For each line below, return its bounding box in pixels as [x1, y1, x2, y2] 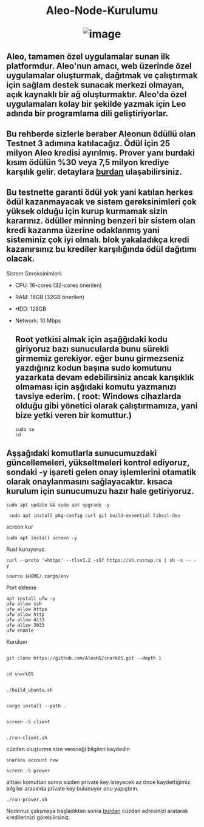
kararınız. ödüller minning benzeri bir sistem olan [6, 216, 195, 226]
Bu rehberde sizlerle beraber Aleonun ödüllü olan [6, 129, 196, 139]
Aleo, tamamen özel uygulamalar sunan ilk [6, 51, 170, 61]
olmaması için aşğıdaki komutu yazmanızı [15, 382, 177, 392]
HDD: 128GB [15, 305, 47, 312]
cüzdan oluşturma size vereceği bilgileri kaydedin [6, 746, 131, 753]
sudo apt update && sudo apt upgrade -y [6, 502, 110, 508]
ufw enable [6, 627, 34, 634]
